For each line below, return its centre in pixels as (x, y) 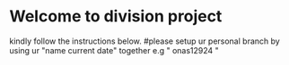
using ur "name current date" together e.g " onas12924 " (114, 50)
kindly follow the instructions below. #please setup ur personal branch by (144, 41)
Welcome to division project (116, 16)
